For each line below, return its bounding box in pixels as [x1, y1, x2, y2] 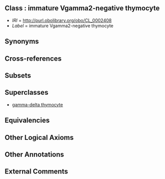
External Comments [5, 167, 68, 176]
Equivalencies [5, 116, 50, 125]
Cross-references [5, 54, 62, 63]
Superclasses [5, 88, 49, 97]
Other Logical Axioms [5, 133, 74, 142]
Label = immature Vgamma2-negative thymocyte [12, 23, 114, 29]
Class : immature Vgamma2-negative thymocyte [5, 4, 160, 13]
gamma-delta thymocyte [12, 101, 63, 107]
